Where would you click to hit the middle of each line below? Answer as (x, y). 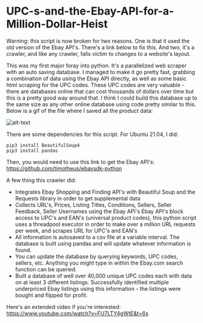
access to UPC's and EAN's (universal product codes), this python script (106, 217)
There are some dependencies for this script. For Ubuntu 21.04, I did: (92, 134)
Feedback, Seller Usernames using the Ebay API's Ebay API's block (99, 211)
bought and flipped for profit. (51, 295)
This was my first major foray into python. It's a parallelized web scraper (96, 66)
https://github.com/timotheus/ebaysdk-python (64, 168)
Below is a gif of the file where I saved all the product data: (80, 110)
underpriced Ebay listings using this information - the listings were (98, 288)
